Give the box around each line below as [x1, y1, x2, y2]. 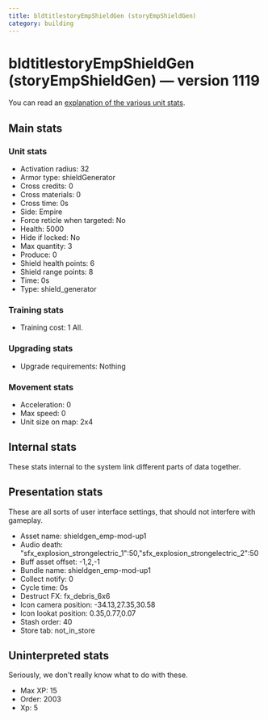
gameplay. [8, 515, 43, 525]
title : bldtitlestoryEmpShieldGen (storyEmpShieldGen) [8, 11, 197, 20]
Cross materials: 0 [19, 190, 82, 200]
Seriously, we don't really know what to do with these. [8, 670, 188, 680]
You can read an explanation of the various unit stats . [8, 98, 186, 107]
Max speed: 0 [19, 409, 66, 419]
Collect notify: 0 [19, 574, 74, 583]
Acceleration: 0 [19, 400, 71, 410]
